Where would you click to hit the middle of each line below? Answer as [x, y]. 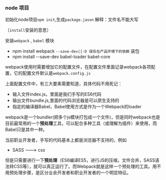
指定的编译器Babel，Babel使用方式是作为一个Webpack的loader [77, 107]
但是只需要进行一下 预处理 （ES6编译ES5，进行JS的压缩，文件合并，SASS [80, 160]
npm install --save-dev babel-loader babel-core [61, 57]
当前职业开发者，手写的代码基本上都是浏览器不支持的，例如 [66, 140]
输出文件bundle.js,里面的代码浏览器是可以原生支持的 [66, 101]
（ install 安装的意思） [28, 30]
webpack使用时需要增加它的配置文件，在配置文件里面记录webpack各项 [78, 67]
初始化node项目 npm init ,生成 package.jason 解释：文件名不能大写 [72, 20]
